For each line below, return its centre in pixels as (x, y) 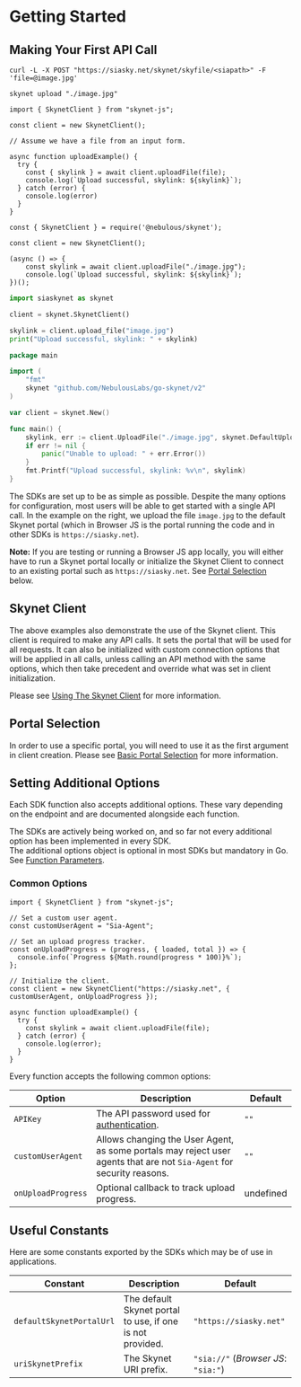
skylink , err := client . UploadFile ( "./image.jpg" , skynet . (138, 437)
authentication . (127, 1125)
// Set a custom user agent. (64, 918)
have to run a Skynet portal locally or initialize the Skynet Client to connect (146, 561)
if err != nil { (56, 446)
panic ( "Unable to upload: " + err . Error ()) (124, 454)
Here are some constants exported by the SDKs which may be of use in (141, 1252)
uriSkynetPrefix (48, 1364)
